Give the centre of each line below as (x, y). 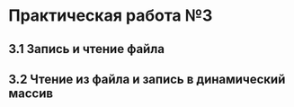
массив (31, 93)
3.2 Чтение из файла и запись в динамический (147, 79)
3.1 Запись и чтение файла (87, 49)
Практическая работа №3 (111, 16)
